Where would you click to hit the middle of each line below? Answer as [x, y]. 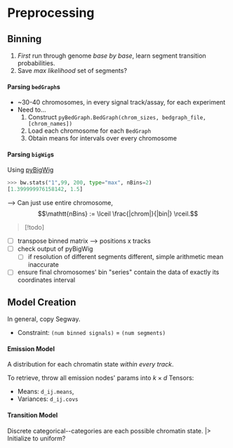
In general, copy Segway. [44, 319]
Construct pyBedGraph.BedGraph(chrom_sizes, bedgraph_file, [117, 117]
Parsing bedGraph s [34, 86]
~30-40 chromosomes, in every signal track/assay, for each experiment [121, 103]
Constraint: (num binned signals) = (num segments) [92, 333]
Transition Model [33, 415]
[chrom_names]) [50, 124]
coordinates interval [46, 280]
